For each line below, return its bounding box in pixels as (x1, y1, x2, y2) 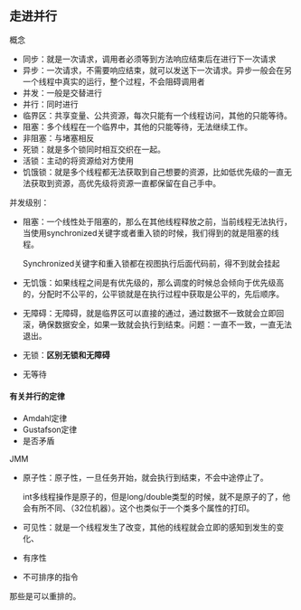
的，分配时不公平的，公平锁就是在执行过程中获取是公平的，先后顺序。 (22, 288, 285, 299)
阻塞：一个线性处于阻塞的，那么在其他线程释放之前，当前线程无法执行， (22, 216, 292, 227)
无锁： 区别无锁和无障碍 (22, 349, 110, 360)
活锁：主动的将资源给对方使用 (22, 155, 134, 165)
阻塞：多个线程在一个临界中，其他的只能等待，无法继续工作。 (22, 121, 253, 132)
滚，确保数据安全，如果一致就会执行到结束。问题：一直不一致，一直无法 (22, 319, 292, 330)
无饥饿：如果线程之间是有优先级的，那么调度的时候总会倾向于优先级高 (22, 277, 285, 287)
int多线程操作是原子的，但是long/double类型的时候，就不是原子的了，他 (22, 492, 291, 502)
